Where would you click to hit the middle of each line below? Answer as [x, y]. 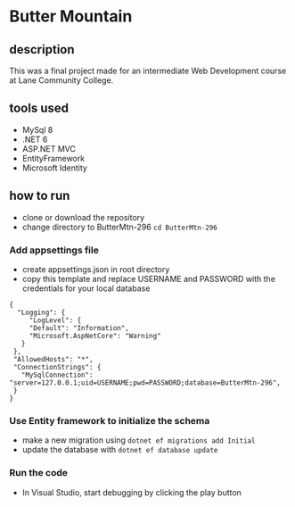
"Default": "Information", [79, 328]
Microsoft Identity [54, 168]
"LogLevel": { [55, 320]
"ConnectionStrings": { [57, 367]
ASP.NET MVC [49, 148]
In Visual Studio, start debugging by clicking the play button [132, 492]
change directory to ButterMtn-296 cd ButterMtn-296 [120, 227]
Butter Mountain [71, 17]
